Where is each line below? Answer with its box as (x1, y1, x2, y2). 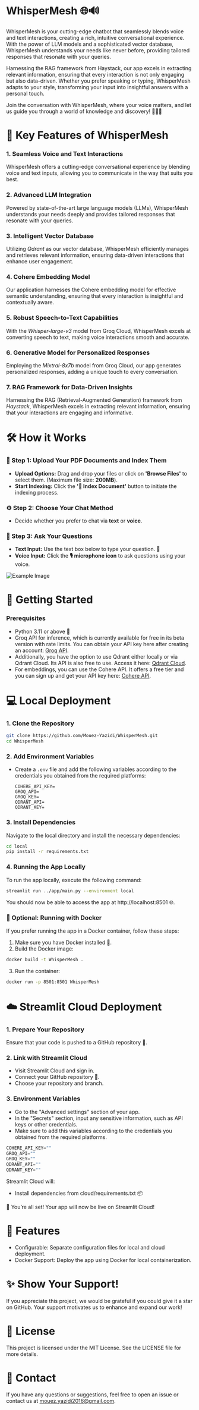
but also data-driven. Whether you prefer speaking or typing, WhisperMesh (6, 77, 191, 84)
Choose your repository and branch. (14, 1079, 104, 1087)
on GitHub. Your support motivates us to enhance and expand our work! (6, 1304, 182, 1311)
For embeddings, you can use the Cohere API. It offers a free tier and (14, 666, 184, 673)
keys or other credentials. (14, 1121, 78, 1128)
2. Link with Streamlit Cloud (6, 1053, 87, 1062)
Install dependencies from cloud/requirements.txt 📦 (14, 1189, 144, 1197)
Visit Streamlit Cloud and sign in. (14, 1067, 95, 1074)
